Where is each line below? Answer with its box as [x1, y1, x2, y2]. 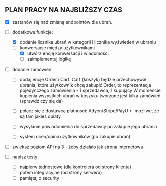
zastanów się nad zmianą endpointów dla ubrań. [12, 19, 113, 25]
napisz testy [12, 154, 38, 160]
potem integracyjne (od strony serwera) [19, 169, 102, 175]
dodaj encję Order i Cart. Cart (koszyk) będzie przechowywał [19, 77, 147, 83]
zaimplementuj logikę [27, 56, 71, 63]
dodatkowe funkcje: [12, 29, 53, 35]
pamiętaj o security [19, 175, 60, 181]
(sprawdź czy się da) [19, 98, 63, 104]
